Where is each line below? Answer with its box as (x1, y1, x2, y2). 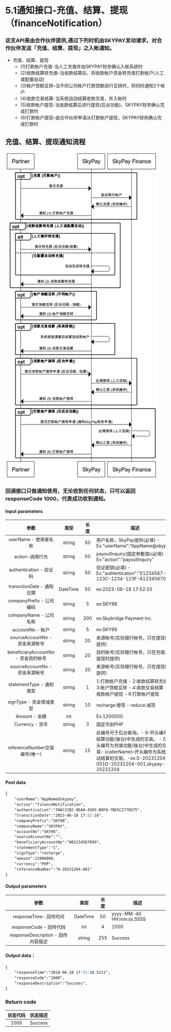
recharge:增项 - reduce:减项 (96, 702, 156, 708)
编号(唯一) (20, 750, 42, 757)
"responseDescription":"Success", (14, 981, 88, 986)
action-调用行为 (14, 553, 48, 559)
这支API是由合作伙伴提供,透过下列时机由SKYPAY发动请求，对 (5, 37, 157, 44)
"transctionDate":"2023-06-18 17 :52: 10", (14, 813, 103, 818)
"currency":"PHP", (14, 861, 53, 866)
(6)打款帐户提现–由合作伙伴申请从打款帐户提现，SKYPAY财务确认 (20, 114, 158, 121)
